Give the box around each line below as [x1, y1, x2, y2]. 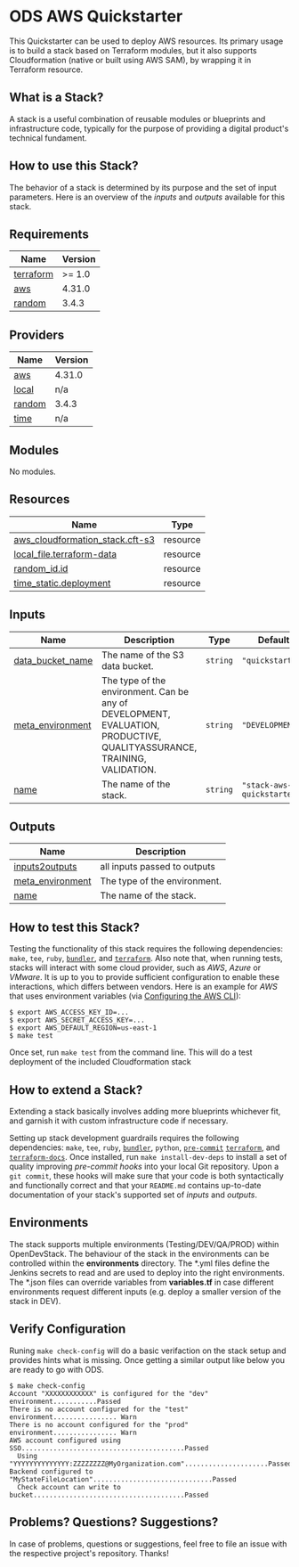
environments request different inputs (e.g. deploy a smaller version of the [9, 1285, 282, 1297]
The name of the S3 [101, 649, 185, 661]
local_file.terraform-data [13, 548, 117, 560]
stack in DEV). [9, 1295, 61, 1306]
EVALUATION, [101, 719, 160, 731]
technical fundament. [9, 132, 87, 143]
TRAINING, [101, 752, 147, 764]
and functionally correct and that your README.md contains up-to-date [9, 1180, 262, 1191]
